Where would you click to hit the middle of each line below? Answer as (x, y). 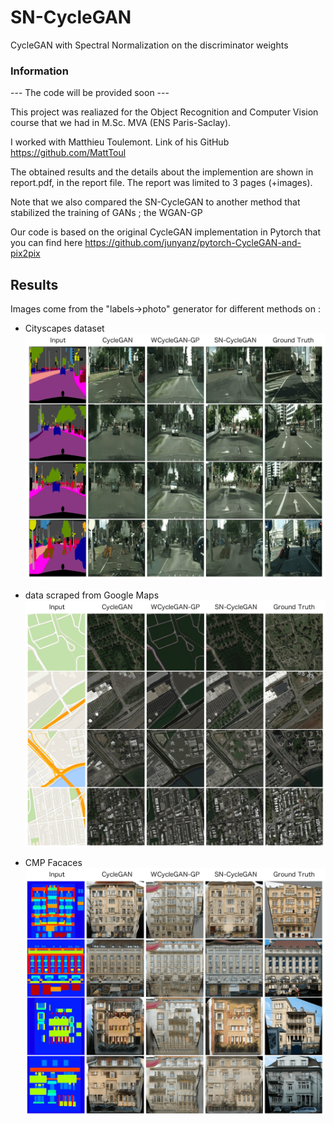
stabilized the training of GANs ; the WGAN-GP (106, 213)
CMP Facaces (53, 863)
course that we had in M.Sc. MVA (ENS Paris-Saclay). (121, 123)
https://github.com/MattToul (68, 153)
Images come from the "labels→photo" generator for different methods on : (165, 309)
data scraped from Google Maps (92, 595)
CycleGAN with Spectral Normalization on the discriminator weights (149, 45)
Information (39, 71)
